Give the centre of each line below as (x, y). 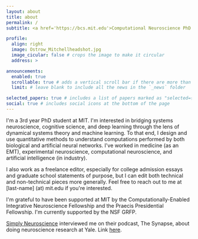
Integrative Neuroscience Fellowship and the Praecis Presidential (85, 205)
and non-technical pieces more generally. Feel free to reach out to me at (94, 182)
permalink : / (22, 22)
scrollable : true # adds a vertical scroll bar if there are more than (101, 82)
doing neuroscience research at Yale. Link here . (64, 230)
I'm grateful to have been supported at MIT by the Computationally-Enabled (98, 199)
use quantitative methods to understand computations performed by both (95, 139)
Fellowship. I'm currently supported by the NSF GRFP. (71, 212)
